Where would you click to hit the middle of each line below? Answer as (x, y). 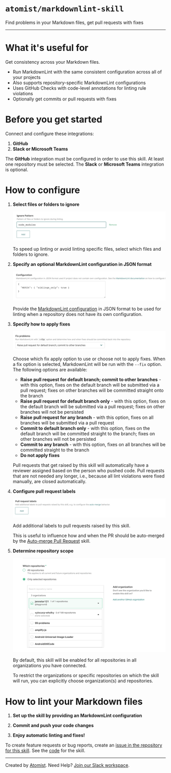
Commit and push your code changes (53, 726)
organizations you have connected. (50, 665)
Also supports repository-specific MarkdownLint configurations (79, 83)
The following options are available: (50, 369)
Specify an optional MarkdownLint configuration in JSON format (82, 264)
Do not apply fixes (40, 455)
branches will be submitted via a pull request (67, 422)
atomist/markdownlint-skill (65, 9)
